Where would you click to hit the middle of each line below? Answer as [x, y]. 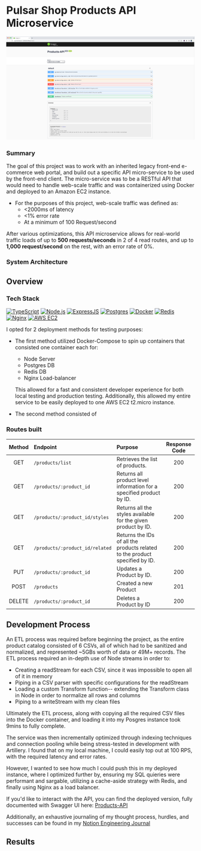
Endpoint [45, 447]
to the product [134, 554]
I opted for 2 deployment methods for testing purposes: [75, 329]
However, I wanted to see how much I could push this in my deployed [92, 768]
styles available [135, 514]
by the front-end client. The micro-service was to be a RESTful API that [94, 179]
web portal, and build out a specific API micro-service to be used [114, 173]
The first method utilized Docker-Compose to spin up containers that [100, 341]
